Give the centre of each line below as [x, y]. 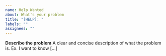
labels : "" [17, 24]
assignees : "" [20, 29]
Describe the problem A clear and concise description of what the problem [84, 43]
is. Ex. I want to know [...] [31, 48]
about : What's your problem [35, 15]
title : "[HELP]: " [24, 19]
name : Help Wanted [24, 10]
